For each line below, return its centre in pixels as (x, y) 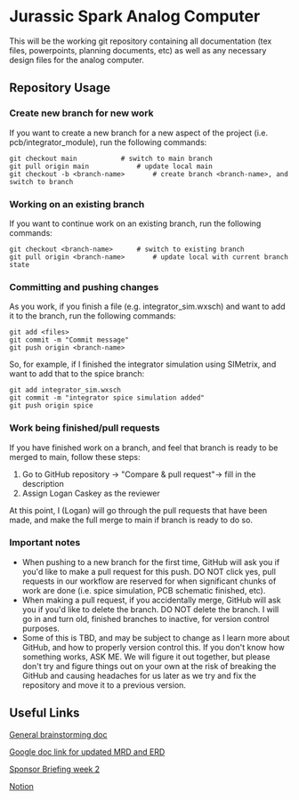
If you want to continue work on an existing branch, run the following (135, 223)
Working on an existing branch (77, 204)
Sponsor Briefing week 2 (55, 769)
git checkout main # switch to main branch (111, 158)
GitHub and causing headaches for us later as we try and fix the (139, 675)
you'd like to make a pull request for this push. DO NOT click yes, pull (149, 571)
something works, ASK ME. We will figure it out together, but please (146, 657)
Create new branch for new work (81, 113)
